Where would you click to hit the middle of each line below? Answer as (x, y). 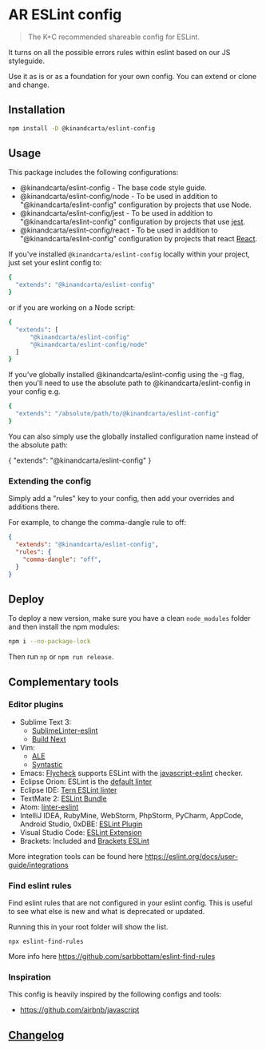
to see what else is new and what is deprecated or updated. (107, 912)
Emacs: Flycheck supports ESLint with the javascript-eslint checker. (131, 773)
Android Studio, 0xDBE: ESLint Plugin (81, 824)
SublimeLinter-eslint (65, 730)
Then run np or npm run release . (61, 657)
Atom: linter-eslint (49, 807)
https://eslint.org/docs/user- (191, 856)
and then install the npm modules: (64, 627)
